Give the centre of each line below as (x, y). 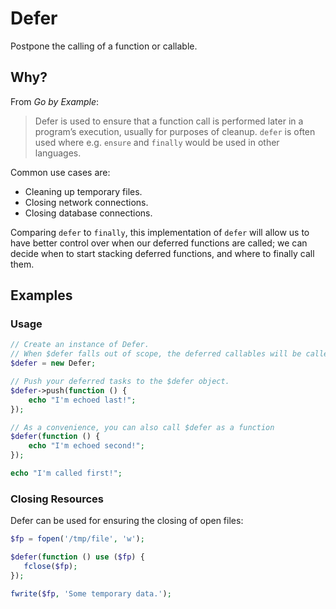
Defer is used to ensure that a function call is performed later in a (169, 121)
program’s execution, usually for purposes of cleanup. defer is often (175, 131)
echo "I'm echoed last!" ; (82, 400)
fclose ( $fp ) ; (50, 566)
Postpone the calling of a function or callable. (104, 46)
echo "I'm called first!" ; (66, 473)
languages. (58, 153)
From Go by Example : (55, 101)
